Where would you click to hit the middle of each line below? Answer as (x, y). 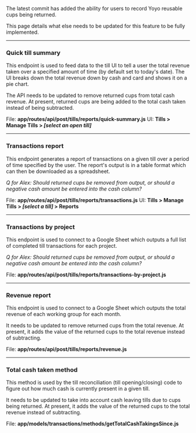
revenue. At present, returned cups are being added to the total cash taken (96, 102)
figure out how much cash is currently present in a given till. (78, 389)
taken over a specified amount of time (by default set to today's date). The (95, 72)
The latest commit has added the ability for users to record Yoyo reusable (94, 8)
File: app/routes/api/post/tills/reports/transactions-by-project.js (86, 275)
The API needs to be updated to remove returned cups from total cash (90, 95)
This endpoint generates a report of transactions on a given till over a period (98, 159)
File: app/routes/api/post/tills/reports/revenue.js (66, 349)
